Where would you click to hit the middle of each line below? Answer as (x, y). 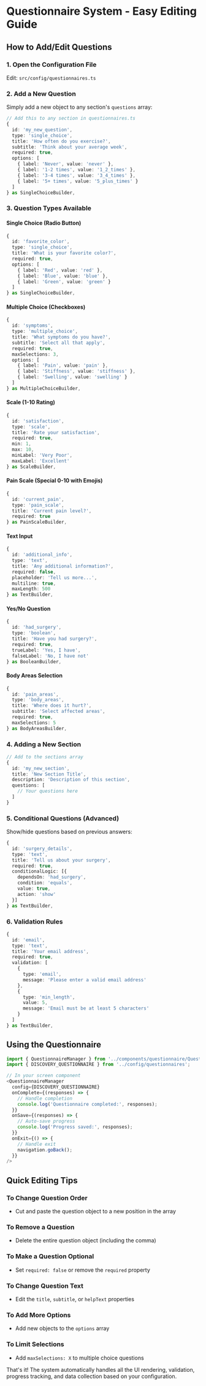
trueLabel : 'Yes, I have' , (46, 650)
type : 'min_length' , (49, 997)
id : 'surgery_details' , (42, 849)
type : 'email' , (42, 975)
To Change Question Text (45, 1286)
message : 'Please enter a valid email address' (85, 980)
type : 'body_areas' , (38, 700)
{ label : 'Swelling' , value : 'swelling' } (72, 377)
